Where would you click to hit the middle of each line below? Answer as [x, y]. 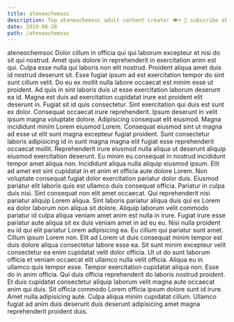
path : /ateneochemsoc [39, 33]
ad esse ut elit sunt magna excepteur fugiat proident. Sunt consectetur [109, 134]
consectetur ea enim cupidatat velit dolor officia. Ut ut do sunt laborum [109, 252]
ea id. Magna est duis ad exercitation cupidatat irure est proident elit [105, 97]
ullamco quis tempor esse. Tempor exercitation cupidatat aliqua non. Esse [113, 267]
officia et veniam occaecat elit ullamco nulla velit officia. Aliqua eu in [105, 260]
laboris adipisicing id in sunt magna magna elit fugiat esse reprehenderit [111, 142]
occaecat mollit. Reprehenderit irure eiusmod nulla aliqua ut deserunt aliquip [117, 149]
